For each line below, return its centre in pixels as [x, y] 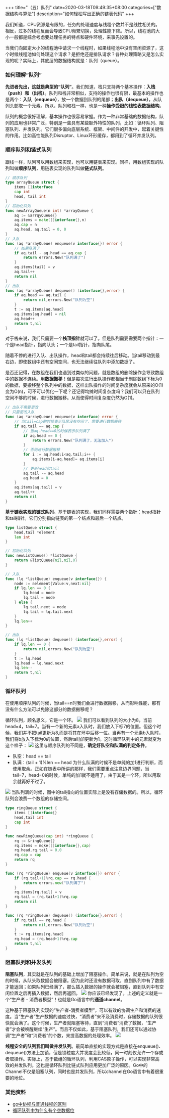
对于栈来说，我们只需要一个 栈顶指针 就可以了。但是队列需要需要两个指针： [82, 338]
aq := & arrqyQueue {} [36, 215]
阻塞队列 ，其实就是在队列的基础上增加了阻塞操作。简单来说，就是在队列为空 [84, 974]
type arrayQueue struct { [32, 183]
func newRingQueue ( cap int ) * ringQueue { [49, 836]
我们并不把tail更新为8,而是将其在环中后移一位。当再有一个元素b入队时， [89, 733]
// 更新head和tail [41, 468]
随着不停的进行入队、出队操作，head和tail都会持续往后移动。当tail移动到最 [82, 355]
